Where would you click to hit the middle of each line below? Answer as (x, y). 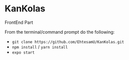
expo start (23, 53)
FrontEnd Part (19, 22)
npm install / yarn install (40, 47)
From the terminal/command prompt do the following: (60, 32)
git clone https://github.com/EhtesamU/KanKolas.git (68, 42)
